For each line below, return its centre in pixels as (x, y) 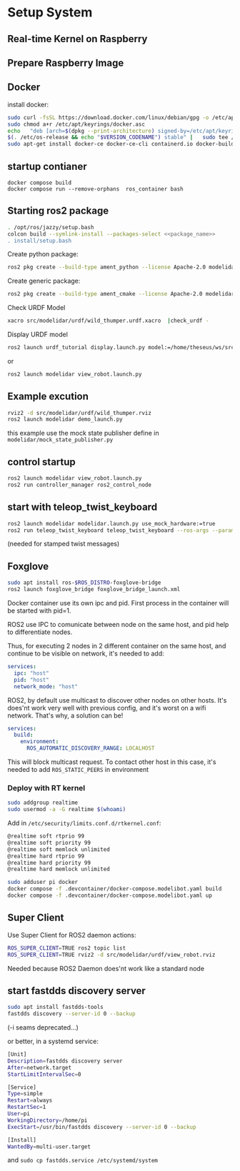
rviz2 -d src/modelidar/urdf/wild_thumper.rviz (80, 413)
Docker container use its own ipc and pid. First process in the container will (118, 603)
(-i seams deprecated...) (43, 1027)
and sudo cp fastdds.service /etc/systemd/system (83, 1160)
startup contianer (47, 166)
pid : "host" (32, 680)
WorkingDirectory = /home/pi (47, 1120)
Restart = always (30, 1100)
